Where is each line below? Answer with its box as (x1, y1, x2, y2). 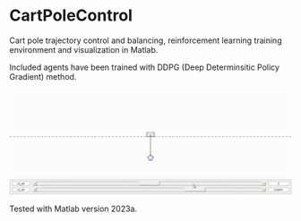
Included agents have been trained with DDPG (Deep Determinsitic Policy (9, 62, 280, 72)
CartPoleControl (9, 5, 133, 26)
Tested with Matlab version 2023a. (9, 203, 137, 215)
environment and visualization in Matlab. (9, 44, 159, 55)
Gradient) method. (9, 71, 77, 81)
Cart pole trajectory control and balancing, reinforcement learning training (9, 35, 282, 46)
